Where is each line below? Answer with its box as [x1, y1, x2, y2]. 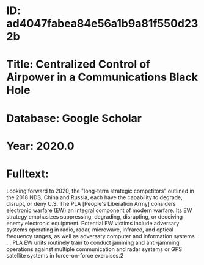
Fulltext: [6, 167, 49, 180]
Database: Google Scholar [6, 111, 142, 125]
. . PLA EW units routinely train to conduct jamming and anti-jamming [6, 239, 180, 246]
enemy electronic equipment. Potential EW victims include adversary [6, 219, 180, 227]
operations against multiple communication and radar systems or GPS [6, 245, 182, 253]
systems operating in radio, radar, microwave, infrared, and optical [6, 226, 174, 233]
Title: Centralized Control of [6, 57, 151, 71]
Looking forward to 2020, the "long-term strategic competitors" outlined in [6, 187, 194, 194]
